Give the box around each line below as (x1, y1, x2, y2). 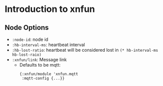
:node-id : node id (12, 36, 49, 42)
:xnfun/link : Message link (12, 57, 67, 63)
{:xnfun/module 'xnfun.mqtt (19, 72, 78, 77)
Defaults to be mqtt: (19, 62, 61, 68)
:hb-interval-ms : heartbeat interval (12, 42, 85, 48)
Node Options (5, 23, 49, 32)
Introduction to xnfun (5, 3, 95, 15)
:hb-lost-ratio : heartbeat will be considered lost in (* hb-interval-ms (12, 47, 158, 53)
